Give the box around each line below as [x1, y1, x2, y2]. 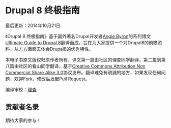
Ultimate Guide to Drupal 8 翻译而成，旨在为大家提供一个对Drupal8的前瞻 [5, 39, 158, 46]
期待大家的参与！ [5, 117, 41, 123]
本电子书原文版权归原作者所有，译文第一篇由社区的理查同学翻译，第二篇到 [5, 56, 161, 62]
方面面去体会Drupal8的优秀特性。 [22, 46, 94, 52]
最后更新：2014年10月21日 [5, 22, 61, 28]
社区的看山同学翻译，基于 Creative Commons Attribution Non [18, 63, 146, 69]
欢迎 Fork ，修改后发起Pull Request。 [14, 76, 90, 82]
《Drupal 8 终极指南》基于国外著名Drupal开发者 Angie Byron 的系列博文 [5, 33, 151, 39]
